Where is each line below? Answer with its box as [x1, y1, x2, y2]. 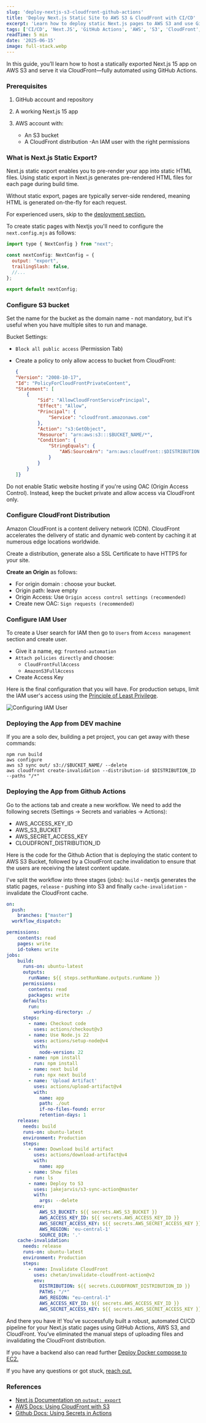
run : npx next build [33, 1072, 86, 1078]
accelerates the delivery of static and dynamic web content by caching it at [6, 531, 197, 539]
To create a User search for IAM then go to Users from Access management [6, 629, 191, 636]
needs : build [22, 1123, 56, 1129]
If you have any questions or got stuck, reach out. [6, 1367, 132, 1374]
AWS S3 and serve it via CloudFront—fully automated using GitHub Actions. [6, 66, 198, 74]
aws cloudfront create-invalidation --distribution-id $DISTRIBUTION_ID [6, 768, 196, 774]
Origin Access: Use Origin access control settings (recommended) [15, 593, 186, 601]
